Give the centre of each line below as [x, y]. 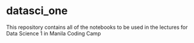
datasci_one [37, 11]
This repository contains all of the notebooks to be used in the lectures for [97, 27]
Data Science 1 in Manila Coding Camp [54, 33]
